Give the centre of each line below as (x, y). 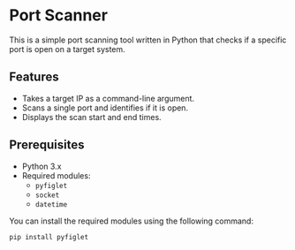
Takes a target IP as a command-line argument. (108, 98)
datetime (51, 204)
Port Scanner (59, 15)
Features (34, 77)
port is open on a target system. (67, 49)
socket (47, 195)
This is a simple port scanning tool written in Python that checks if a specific (148, 40)
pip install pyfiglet (49, 237)
